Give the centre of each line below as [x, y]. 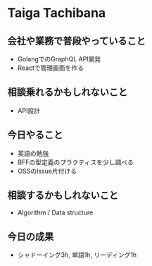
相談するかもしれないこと [63, 195]
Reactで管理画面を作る [51, 68]
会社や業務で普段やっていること [76, 41]
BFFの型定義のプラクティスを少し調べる [75, 162]
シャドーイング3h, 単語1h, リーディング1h [77, 255]
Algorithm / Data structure [55, 212]
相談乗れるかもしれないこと [68, 92]
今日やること [35, 135]
